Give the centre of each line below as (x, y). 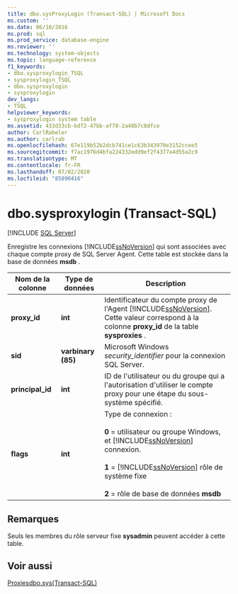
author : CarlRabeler (38, 132)
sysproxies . (125, 336)
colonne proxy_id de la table (151, 326)
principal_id (31, 389)
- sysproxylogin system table (52, 119)
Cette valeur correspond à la (152, 318)
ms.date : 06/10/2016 (38, 27)
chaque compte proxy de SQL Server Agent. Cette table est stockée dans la (118, 254)
